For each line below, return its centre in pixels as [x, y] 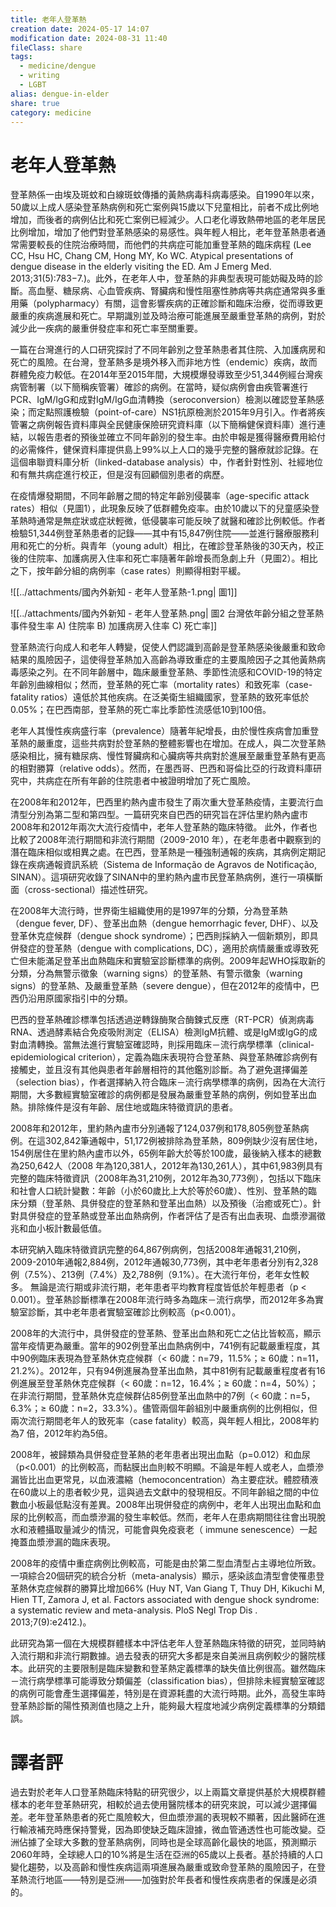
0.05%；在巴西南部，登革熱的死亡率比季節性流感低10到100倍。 [141, 710]
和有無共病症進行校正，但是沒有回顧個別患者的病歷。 [120, 475]
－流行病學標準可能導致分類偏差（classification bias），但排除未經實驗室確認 [167, 1681]
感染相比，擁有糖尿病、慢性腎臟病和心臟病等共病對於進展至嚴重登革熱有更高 [168, 756]
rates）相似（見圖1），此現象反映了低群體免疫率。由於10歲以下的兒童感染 [161, 508]
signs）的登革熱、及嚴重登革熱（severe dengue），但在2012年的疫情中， [160, 986]
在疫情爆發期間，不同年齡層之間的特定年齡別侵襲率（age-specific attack [160, 496]
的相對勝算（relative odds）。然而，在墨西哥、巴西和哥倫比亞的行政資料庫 [162, 768]
